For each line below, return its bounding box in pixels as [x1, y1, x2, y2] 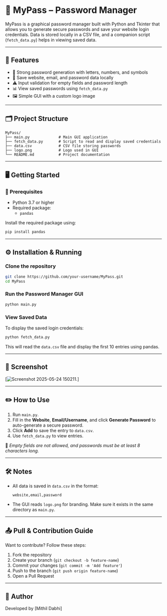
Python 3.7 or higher [12, 199, 55, 206]
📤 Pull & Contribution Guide [5, 526, 93, 535]
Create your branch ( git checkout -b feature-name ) [12, 557, 119, 563]
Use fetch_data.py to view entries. [12, 433, 83, 439]
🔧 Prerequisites [5, 188, 43, 195]
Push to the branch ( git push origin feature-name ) [12, 568, 118, 574]
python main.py [5, 302, 37, 307]
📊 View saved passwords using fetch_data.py [12, 85, 108, 91]
